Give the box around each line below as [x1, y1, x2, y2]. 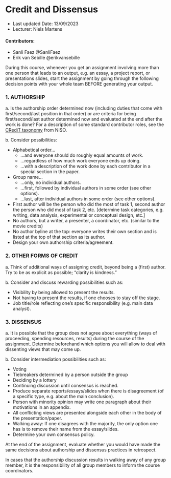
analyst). [12, 305, 32, 311]
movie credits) [12, 223, 43, 229]
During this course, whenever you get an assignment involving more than [5, 65, 159, 71]
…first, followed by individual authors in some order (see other [20, 185, 152, 191]
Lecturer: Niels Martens [12, 26, 63, 32]
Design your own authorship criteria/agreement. [12, 239, 114, 245]
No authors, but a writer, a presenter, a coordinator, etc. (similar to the [12, 218, 160, 224]
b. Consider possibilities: [5, 137, 57, 143]
